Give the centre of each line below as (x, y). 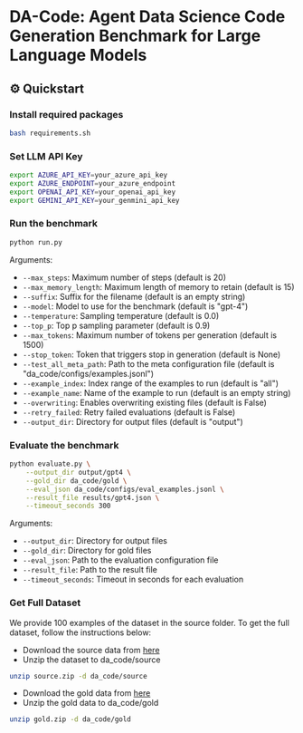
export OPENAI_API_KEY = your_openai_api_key (93, 192)
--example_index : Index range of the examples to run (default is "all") (150, 383)
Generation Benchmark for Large (135, 36)
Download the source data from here (91, 650)
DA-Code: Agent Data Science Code (147, 17)
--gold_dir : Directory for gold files (87, 551)
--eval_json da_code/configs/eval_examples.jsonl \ (125, 489)
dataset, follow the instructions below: (80, 632)
